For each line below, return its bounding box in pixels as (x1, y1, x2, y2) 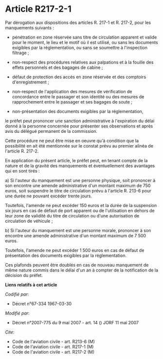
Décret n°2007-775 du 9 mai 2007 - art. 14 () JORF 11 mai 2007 (12, 319, 139, 325)
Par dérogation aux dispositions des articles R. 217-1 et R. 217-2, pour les (5, 20, 151, 25)
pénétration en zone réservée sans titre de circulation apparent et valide (12, 34, 157, 40)
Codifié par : (5, 291, 29, 297)
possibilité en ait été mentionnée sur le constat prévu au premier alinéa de (5, 143, 153, 148)
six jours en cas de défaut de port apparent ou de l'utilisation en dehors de (5, 208, 155, 213)
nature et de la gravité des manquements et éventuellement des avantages (5, 163, 155, 169)
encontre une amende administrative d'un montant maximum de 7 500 (5, 232, 146, 238)
